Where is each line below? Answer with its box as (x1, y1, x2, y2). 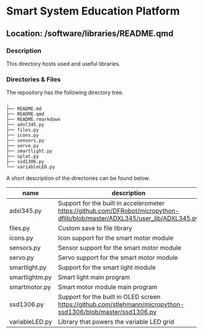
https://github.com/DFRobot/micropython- (57, 207, 179, 215)
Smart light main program (57, 273, 130, 281)
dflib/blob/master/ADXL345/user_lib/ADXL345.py (57, 214, 199, 223)
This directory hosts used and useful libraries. (6, 60, 121, 67)
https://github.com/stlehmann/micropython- (57, 300, 184, 309)
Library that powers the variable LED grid (57, 318, 175, 326)
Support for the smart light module (57, 263, 156, 272)
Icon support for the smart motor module (57, 234, 174, 242)
